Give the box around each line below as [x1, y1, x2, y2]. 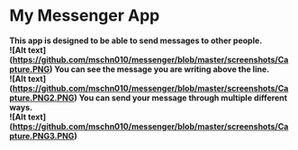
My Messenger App [9, 5, 160, 26]
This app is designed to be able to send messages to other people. [9, 35, 263, 46]
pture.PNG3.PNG [9, 130, 75, 141]
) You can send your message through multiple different [74, 92, 288, 103]
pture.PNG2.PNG [9, 92, 75, 103]
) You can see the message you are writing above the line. [49, 64, 270, 75]
